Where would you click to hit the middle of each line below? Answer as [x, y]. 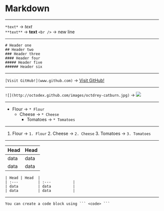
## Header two [20, 49]
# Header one [18, 45]
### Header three [23, 54]
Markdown [27, 9]
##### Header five [24, 62]
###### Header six [24, 66]
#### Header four [23, 58]
